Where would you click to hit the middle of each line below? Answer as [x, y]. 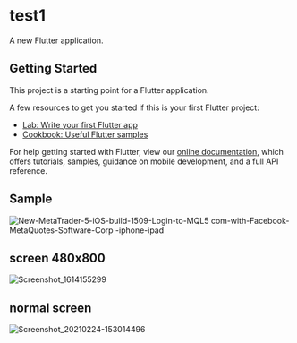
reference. [28, 170]
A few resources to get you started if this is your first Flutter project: [134, 107]
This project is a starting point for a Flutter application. [109, 90]
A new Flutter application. [56, 40]
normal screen [51, 308]
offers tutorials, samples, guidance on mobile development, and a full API [144, 161]
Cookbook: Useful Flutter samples [85, 134]
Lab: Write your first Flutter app [80, 124]
